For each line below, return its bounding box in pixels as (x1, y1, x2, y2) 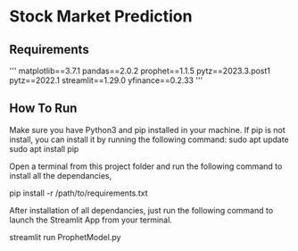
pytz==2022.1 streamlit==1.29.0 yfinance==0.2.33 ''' (9, 75, 203, 86)
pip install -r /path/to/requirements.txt (9, 188, 149, 198)
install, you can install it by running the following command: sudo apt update (9, 134, 289, 145)
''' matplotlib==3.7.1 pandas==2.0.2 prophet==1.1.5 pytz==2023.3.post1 (9, 65, 270, 76)
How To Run (9, 101, 78, 116)
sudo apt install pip (9, 143, 79, 154)
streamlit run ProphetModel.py (9, 231, 121, 242)
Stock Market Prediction (9, 6, 193, 27)
